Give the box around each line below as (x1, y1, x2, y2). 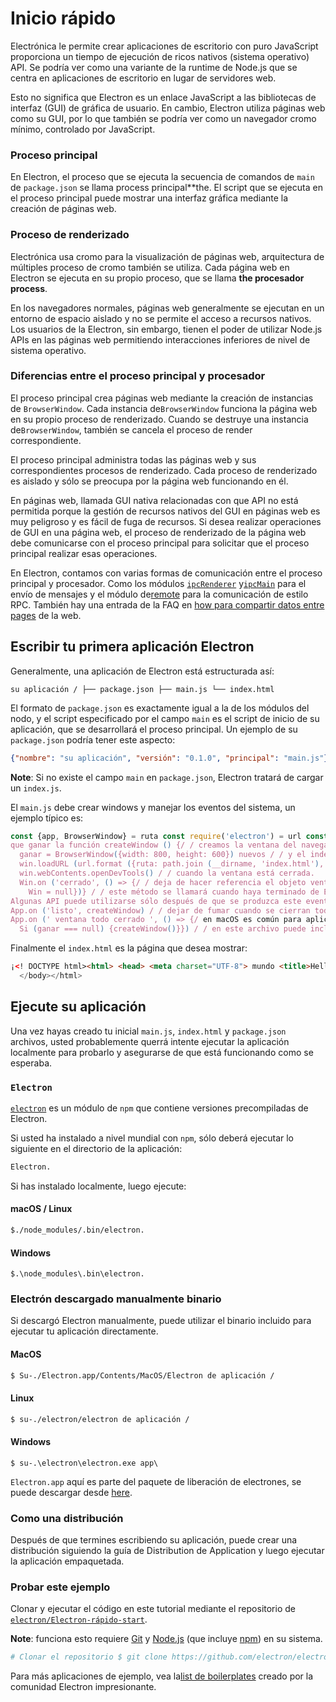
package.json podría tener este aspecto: (10, 733, 176, 746)
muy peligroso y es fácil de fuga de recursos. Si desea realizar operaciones (10, 515, 322, 527)
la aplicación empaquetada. (10, 1555, 125, 1567)
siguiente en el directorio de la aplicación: (10, 1143, 183, 1154)
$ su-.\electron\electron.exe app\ (10, 1458, 159, 1468)
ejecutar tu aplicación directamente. (10, 1325, 159, 1337)
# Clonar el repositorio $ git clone (10, 1652, 168, 1662)
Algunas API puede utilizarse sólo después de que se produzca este (10, 896, 302, 906)
